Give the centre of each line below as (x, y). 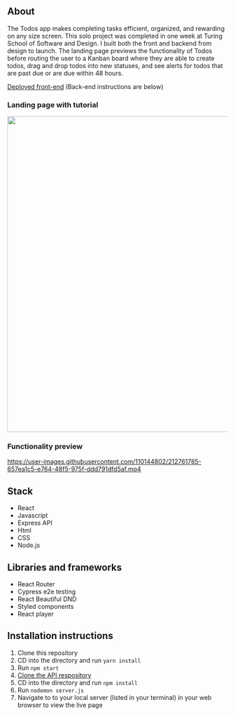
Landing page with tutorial (53, 104)
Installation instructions (60, 636)
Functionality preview (45, 446)
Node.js (29, 545)
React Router (36, 584)
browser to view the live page (60, 705)
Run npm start (38, 668)
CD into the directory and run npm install (77, 682)
